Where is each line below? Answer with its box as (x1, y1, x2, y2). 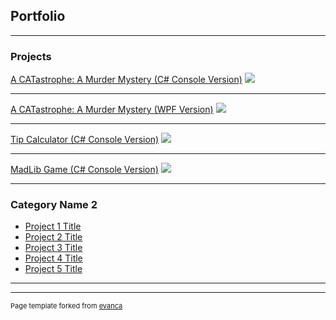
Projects (10, 49, 52, 63)
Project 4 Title (24, 252, 83, 264)
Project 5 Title (24, 263, 83, 275)
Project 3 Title (24, 242, 83, 254)
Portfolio (10, 8, 66, 25)
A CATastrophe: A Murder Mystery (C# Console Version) (10, 74, 243, 86)
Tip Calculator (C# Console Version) (10, 134, 160, 146)
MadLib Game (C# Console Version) (10, 164, 159, 176)
